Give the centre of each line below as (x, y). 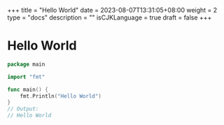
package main (26, 64)
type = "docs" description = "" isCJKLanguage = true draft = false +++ (110, 17)
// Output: (23, 109)
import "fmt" (26, 77)
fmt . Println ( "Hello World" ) (61, 96)
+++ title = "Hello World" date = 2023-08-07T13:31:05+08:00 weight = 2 (112, 10)
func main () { (28, 89)
